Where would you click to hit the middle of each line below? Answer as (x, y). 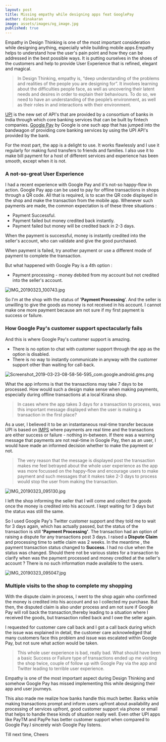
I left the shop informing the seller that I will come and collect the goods (78, 500)
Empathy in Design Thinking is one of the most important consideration (78, 42)
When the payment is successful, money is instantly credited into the (76, 236)
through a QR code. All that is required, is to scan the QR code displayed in (81, 195)
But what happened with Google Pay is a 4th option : (59, 265)
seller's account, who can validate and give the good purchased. (71, 241)
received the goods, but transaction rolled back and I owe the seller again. (81, 618)
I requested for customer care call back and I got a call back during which (81, 627)
